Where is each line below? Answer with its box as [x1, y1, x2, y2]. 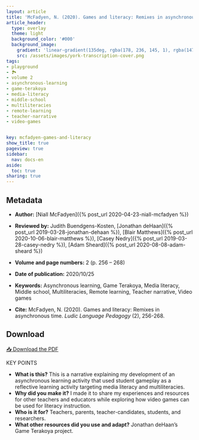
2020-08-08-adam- [136, 241, 186, 248]
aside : [6, 162, 23, 168]
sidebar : [6, 151, 28, 157]
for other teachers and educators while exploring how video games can [14, 396, 190, 403]
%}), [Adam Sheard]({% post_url [56, 241, 136, 248]
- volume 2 [6, 75, 33, 81]
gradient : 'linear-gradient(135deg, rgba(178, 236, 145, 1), [17, 47, 171, 53]
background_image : [11, 42, 57, 48]
